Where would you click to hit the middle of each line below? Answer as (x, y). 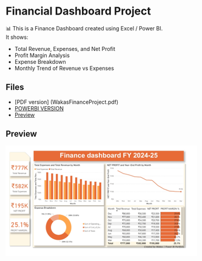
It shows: (17, 37)
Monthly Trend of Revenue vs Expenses (64, 68)
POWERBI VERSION (39, 108)
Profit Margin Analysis (42, 55)
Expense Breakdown (40, 61)
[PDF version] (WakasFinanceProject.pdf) (66, 102)
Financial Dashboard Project (78, 11)
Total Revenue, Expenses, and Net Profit (65, 49)
